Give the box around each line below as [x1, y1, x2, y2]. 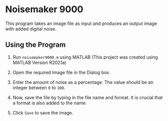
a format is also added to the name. [12, 100, 87, 106]
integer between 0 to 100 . [12, 84, 65, 90]
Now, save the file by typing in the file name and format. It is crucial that [12, 94, 163, 100]
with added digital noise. [5, 25, 57, 32]
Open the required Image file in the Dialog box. [12, 69, 111, 75]
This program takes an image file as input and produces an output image [5, 20, 157, 26]
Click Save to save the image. [12, 109, 74, 115]
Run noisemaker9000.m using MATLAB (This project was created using [12, 54, 158, 60]
